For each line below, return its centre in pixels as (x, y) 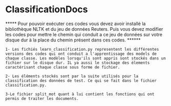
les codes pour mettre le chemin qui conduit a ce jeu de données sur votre (84, 34)
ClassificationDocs (47, 9)
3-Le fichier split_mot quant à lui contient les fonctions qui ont (80, 94)
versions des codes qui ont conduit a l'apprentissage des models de (81, 54)
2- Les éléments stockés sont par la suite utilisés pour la (72, 76)
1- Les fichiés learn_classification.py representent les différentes (82, 49)
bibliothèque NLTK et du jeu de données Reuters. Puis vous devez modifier (84, 29)
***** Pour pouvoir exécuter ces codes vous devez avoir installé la (76, 24)
